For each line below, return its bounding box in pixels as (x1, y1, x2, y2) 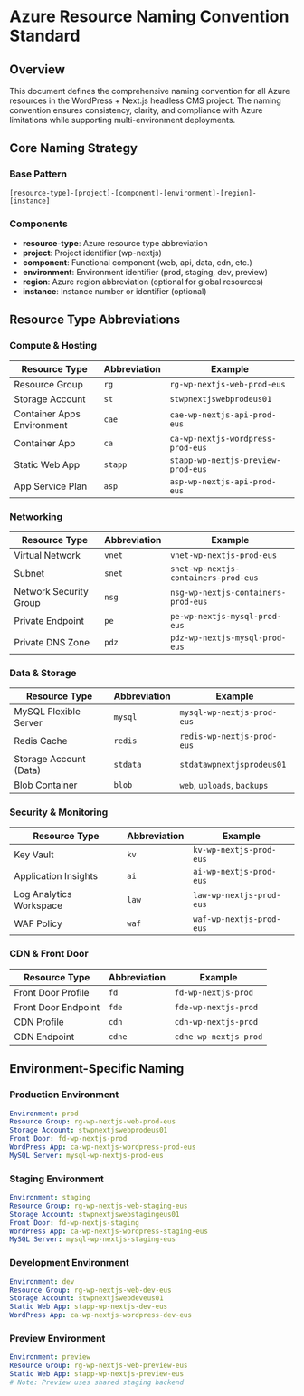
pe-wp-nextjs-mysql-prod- (170, 611, 282, 621)
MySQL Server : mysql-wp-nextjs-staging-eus (9, 1235, 176, 1244)
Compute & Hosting (9, 339, 98, 352)
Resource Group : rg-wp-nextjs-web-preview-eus (9, 1361, 188, 1371)
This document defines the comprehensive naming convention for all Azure (9, 86, 290, 96)
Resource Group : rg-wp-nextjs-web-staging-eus (9, 1201, 188, 1210)
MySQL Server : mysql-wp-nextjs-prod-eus (9, 1151, 165, 1160)
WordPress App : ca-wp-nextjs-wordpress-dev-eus (9, 1311, 193, 1320)
